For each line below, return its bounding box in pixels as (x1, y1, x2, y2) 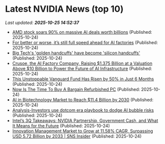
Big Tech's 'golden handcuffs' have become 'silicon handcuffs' (12, 50, 140, 56)
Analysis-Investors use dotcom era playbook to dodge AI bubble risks (12, 107, 154, 113)
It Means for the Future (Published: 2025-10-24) (12, 122, 110, 128)
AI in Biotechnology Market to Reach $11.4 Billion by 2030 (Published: (12, 96, 154, 102)
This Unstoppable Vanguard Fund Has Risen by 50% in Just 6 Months (12, 76, 154, 82)
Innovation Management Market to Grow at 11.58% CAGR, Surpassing (12, 128, 154, 134)
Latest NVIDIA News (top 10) (5, 3, 124, 15)
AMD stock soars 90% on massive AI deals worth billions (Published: (12, 29, 153, 35)
